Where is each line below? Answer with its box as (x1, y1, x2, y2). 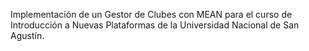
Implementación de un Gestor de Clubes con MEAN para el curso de (10, 9, 293, 20)
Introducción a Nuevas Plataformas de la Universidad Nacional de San (10, 19, 300, 31)
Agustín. (10, 30, 45, 41)
